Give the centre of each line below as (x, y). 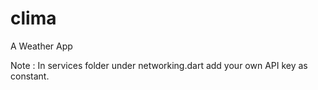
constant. (30, 76)
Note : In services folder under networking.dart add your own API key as (159, 65)
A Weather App (41, 46)
